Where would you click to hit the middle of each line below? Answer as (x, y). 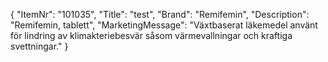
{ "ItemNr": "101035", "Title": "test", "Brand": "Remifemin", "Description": (160, 14)
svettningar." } (39, 46)
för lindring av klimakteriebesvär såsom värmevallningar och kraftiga (151, 35)
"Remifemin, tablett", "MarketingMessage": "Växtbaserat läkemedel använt (164, 25)
